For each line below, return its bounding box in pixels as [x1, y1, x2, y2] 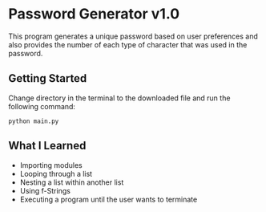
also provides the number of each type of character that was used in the [8, 39, 248, 49]
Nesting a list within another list [19, 177, 124, 187]
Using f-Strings [19, 185, 71, 195]
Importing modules [19, 160, 83, 169]
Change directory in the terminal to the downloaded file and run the [8, 93, 231, 103]
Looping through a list [19, 169, 93, 178]
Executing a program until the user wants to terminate [19, 194, 198, 204]
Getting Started [8, 71, 87, 85]
